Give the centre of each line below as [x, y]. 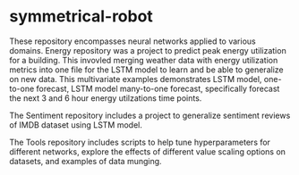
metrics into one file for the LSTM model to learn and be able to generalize [146, 70]
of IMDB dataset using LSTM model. [76, 125]
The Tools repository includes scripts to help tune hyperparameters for [140, 142]
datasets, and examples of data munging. [86, 161]
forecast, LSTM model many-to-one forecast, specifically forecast [158, 88]
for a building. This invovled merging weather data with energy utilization [144, 60]
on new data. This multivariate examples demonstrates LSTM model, [136, 79]
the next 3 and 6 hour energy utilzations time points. [106, 98]
